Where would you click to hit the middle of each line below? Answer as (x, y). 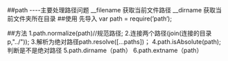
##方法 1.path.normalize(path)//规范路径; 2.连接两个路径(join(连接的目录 (109, 33)
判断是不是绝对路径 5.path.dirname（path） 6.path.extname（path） (105, 50)
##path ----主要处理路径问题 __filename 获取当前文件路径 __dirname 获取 (112, 10)
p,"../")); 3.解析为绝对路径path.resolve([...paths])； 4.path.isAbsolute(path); (114, 42)
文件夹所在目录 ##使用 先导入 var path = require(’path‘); (92, 19)
